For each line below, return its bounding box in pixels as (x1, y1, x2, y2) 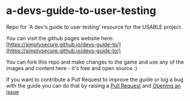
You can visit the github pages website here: (6, 34, 114, 41)
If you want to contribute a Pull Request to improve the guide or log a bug (6, 76, 184, 83)
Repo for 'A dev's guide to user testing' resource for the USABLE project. (6, 23, 182, 30)
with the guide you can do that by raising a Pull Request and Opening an (6, 82, 181, 89)
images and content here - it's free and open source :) (6, 64, 138, 71)
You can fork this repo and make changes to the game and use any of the (6, 58, 184, 65)
